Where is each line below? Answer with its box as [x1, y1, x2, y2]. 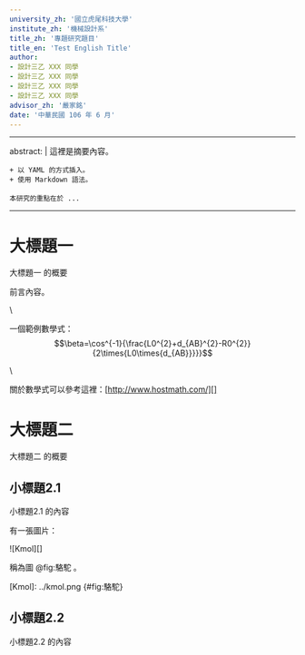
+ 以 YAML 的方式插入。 [9, 166, 90, 175]
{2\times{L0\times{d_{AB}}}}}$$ [92, 347, 213, 358]
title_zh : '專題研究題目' [9, 34, 100, 43]
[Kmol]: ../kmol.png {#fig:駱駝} [9, 582, 123, 592]
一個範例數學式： [9, 323, 74, 335]
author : [9, 53, 39, 63]
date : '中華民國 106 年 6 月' [9, 110, 115, 120]
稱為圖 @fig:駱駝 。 [9, 562, 82, 573]
